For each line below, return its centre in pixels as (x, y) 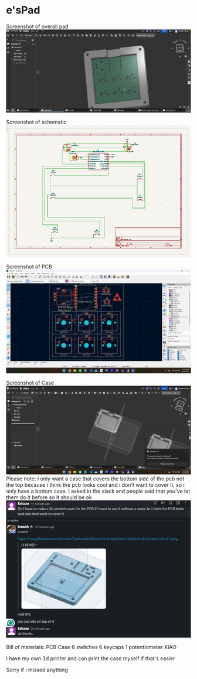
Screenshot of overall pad (37, 26)
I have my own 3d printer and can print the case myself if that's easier (91, 658)
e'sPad (23, 10)
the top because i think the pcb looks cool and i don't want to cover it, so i (95, 485)
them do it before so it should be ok (49, 497)
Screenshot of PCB (29, 267)
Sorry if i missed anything (37, 670)
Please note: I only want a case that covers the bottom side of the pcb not (95, 479)
